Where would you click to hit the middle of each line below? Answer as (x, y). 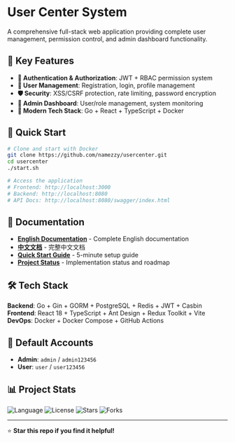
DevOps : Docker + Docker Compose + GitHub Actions (86, 321)
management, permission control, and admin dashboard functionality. (107, 38)
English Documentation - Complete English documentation (103, 239)
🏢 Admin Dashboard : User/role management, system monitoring (110, 103)
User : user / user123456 (51, 367)
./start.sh (23, 169)
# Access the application (45, 181)
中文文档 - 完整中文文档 (51, 247)
